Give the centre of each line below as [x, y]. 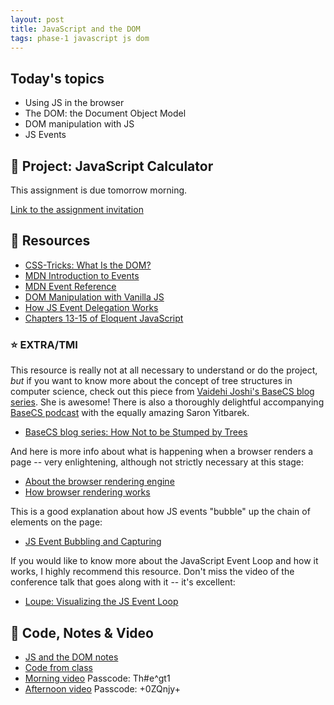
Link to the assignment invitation [77, 209]
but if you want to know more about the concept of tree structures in [151, 381]
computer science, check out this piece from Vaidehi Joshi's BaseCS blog [162, 392]
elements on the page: [56, 522]
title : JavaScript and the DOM [75, 29]
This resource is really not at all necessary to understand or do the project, [164, 370]
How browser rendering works [87, 492]
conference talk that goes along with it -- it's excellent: [123, 582]
